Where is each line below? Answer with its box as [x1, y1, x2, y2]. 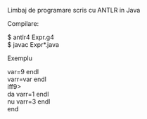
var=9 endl [7, 68, 39, 76]
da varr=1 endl [7, 90, 49, 98]
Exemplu [7, 54, 33, 62]
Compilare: [7, 20, 39, 27]
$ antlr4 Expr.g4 [7, 33, 54, 41]
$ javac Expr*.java [7, 41, 60, 48]
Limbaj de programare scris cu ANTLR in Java [7, 6, 141, 14]
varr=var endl [7, 75, 47, 83]
